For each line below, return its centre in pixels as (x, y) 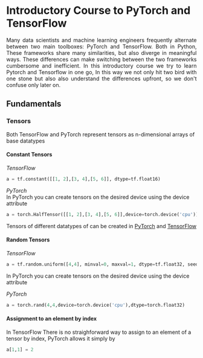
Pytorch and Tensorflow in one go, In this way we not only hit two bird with (101, 72)
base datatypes (26, 141)
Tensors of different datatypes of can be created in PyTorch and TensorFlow (101, 226)
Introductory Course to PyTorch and (98, 11)
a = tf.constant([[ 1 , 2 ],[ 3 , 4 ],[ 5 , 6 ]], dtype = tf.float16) (84, 179)
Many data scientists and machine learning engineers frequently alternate (101, 40)
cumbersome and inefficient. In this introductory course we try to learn (101, 66)
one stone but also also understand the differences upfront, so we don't (101, 78)
